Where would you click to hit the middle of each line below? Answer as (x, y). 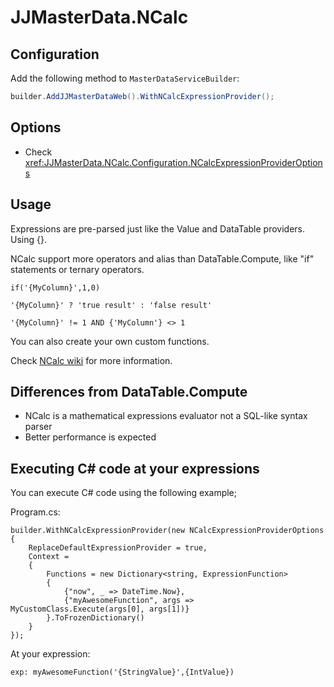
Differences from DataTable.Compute (129, 391)
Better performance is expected (90, 437)
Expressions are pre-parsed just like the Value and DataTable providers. (157, 228)
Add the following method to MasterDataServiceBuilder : (125, 78)
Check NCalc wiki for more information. (91, 360)
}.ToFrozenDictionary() (95, 618)
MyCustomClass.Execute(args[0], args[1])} (100, 609)
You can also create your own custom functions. (110, 341)
